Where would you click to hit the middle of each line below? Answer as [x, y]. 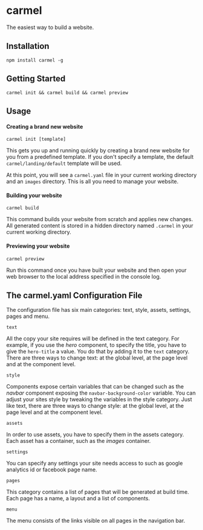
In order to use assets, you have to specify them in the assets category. [95, 435]
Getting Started [36, 79]
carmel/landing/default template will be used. [64, 163]
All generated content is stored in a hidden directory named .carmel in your [100, 226]
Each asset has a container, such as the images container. [79, 441]
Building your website [34, 195]
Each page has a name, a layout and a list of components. [78, 499]
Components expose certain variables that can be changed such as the [95, 387]
